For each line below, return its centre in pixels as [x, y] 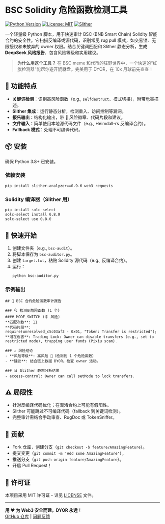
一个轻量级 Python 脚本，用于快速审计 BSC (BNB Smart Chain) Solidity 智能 [81, 34]
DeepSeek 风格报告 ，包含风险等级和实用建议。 [53, 53]
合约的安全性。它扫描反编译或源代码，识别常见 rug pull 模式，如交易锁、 [79, 40]
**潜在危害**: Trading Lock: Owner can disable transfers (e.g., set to [80, 337]
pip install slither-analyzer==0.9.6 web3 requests [59, 186]
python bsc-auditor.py [35, 276]
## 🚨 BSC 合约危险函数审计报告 [33, 301]
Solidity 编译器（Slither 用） [39, 199]
